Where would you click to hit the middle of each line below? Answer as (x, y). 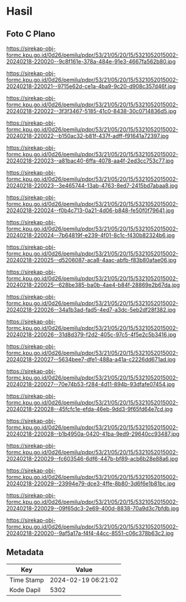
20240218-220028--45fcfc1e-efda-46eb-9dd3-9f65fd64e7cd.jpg (90, 409)
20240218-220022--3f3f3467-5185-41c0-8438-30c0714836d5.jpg (91, 111)
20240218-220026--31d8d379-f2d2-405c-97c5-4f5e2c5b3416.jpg (91, 335)
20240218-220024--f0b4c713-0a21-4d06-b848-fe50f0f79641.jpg (90, 210)
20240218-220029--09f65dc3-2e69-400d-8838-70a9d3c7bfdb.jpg (93, 508)
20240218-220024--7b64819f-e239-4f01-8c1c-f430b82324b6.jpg (91, 235)
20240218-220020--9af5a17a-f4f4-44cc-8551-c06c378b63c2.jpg (90, 533)
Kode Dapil (25, 590)
